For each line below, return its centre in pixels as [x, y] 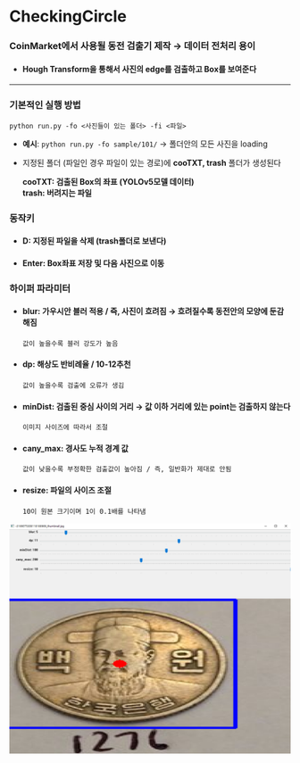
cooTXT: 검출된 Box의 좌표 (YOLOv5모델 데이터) [108, 181]
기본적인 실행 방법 [46, 105]
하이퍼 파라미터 [40, 288]
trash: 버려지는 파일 [57, 193]
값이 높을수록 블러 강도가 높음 [70, 344]
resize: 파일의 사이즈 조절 [67, 490]
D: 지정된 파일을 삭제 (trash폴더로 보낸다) [94, 241]
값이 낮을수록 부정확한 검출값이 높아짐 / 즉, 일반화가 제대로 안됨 [127, 469]
